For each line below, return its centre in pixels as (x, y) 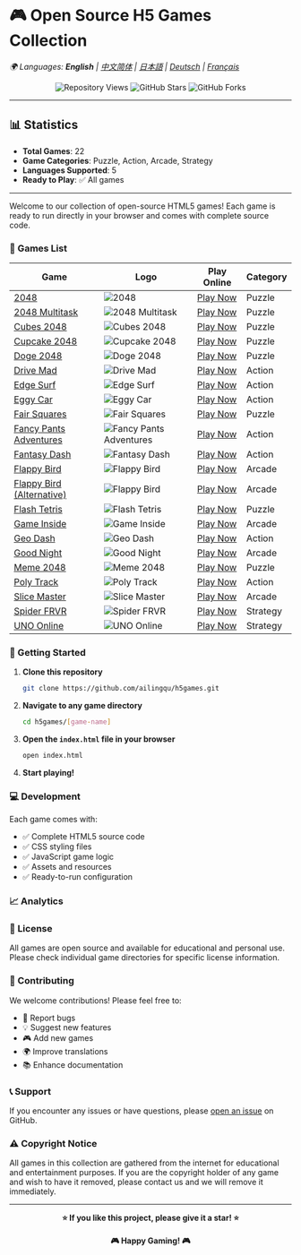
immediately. (33, 1191)
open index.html (52, 756)
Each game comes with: (54, 820)
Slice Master (40, 597)
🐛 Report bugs (49, 1018)
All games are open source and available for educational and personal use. (147, 948)
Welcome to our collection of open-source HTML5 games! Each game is (142, 206)
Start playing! (48, 772)
